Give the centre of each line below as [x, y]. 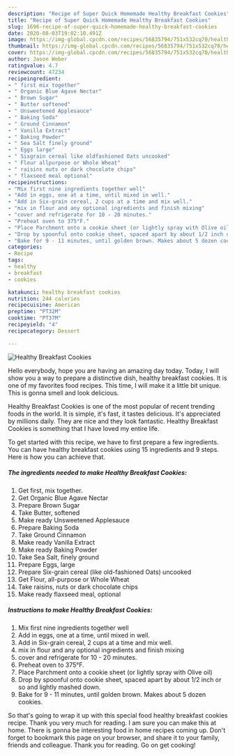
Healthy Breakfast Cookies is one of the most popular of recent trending [112, 406]
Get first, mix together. [50, 490]
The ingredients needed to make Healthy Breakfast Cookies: [98, 473]
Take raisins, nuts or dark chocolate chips [78, 587]
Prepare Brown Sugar [49, 505]
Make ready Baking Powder [58, 550]
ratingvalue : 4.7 [33, 66]
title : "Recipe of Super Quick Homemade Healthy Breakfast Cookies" [109, 20]
